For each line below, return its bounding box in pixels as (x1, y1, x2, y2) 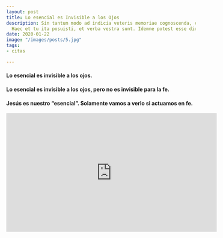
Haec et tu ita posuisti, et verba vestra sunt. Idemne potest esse (11, 25, 187, 32)
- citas (6, 48, 26, 54)
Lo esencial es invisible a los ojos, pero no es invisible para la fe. (6, 86, 170, 93)
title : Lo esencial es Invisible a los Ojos (6, 14, 120, 20)
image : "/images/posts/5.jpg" (6, 37, 82, 43)
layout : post (6, 8, 39, 15)
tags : (6, 43, 20, 49)
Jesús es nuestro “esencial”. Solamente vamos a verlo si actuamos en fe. (6, 99, 194, 107)
